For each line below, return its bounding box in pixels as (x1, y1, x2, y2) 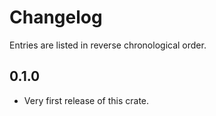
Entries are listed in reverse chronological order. (9, 39, 207, 51)
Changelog (9, 6, 103, 29)
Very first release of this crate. (23, 94, 150, 106)
